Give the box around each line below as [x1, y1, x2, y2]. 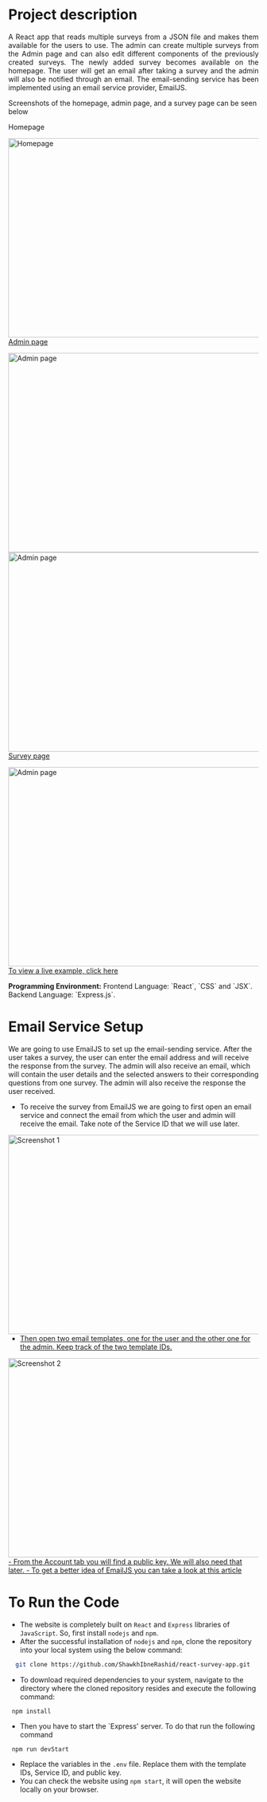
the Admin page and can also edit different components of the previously [8, 49, 259, 58]
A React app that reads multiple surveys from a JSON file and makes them [8, 32, 259, 41]
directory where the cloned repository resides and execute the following [19, 1683, 257, 1693]
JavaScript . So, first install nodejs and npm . [19, 1628, 159, 1638]
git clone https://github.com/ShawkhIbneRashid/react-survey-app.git [15, 1660, 250, 1668]
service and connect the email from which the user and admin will [19, 1110, 236, 1119]
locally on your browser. [19, 1784, 99, 1794]
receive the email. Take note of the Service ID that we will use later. [19, 1119, 240, 1128]
